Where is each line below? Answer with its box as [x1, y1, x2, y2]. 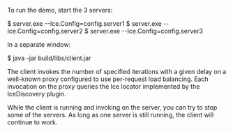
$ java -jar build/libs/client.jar [7, 54, 91, 62]
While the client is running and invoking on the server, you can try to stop [7, 103, 218, 111]
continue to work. [7, 118, 58, 126]
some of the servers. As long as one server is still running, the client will [7, 111, 214, 119]
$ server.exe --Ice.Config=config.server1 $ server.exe [7, 20, 162, 27]
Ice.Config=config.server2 [7, 27, 84, 35]
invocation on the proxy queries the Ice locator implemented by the [7, 82, 200, 90]
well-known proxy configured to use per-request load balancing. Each [7, 75, 209, 83]
